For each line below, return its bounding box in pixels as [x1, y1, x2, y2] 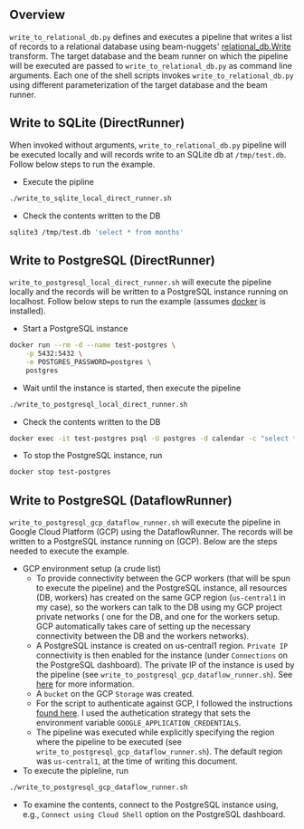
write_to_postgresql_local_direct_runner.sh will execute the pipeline [9, 276, 272, 288]
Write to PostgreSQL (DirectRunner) [9, 253, 215, 268]
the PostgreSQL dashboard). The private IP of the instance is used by [35, 660, 295, 670]
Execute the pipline [22, 176, 95, 187]
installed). [9, 305, 47, 316]
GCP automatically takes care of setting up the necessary [35, 621, 252, 632]
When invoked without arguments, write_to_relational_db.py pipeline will [9, 140, 287, 150]
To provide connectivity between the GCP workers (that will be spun [35, 573, 291, 583]
